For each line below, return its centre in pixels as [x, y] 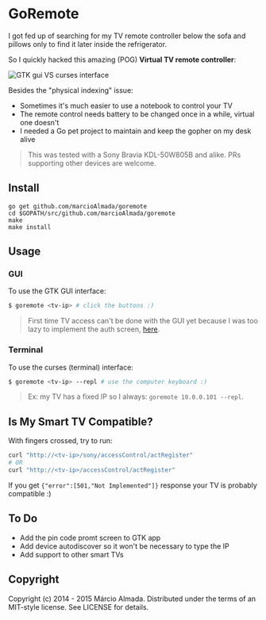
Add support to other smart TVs [72, 554]
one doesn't [39, 122]
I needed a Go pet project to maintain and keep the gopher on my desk [135, 131]
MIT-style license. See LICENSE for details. [79, 607]
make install [30, 227]
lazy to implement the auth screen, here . [94, 329]
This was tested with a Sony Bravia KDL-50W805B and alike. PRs [134, 155]
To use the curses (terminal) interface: [71, 367]
